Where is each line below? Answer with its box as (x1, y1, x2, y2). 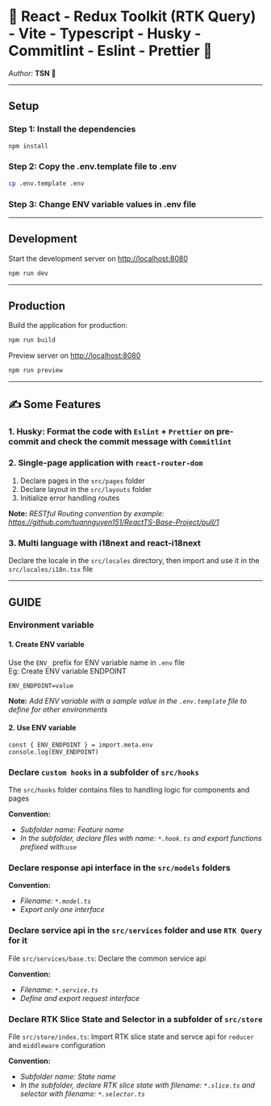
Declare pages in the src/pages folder (19, 476, 145, 486)
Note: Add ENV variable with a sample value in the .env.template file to (8, 696, 248, 705)
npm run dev (8, 269, 48, 277)
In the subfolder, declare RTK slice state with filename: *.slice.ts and (19, 1080, 256, 1090)
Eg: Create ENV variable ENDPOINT (8, 666, 127, 675)
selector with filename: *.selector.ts (19, 1089, 145, 1099)
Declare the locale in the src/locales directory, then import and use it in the (8, 556, 260, 566)
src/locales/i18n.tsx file (8, 565, 94, 574)
